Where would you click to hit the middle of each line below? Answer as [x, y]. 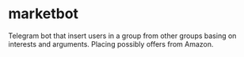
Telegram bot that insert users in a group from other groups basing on [122, 36]
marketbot [44, 14]
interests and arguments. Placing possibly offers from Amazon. [111, 44]
